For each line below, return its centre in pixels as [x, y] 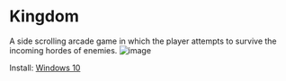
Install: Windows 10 [45, 68]
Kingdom [44, 16]
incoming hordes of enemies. [63, 50]
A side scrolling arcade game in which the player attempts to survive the [143, 41]
